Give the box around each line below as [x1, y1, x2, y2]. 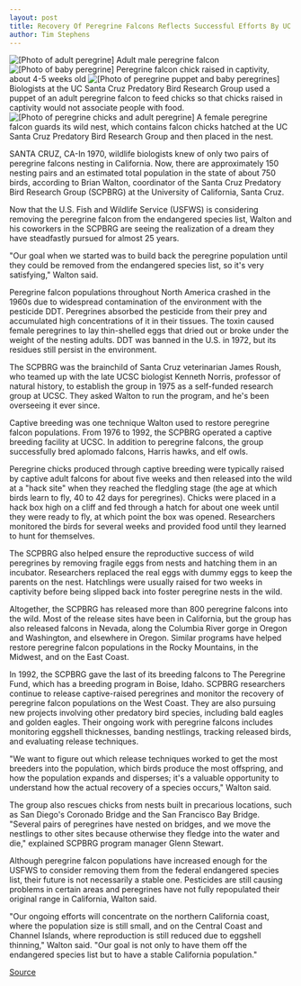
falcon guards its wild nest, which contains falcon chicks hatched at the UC [9, 122, 288, 132]
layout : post [9, 13, 58, 23]
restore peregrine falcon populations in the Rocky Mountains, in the [9, 642, 259, 653]
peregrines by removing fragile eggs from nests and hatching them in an [9, 557, 278, 568]
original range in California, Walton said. [9, 893, 157, 905]
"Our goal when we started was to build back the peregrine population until [9, 250, 288, 261]
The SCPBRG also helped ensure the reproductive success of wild [9, 548, 254, 559]
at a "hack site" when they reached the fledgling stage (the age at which [9, 483, 278, 493]
